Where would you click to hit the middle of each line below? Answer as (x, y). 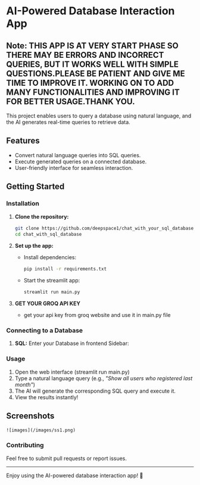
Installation (23, 204)
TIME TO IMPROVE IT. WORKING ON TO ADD (90, 83)
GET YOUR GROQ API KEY (47, 303)
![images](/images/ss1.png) (41, 430)
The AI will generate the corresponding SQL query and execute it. (95, 391)
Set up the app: (34, 246)
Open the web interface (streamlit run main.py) (72, 372)
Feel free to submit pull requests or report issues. (66, 458)
